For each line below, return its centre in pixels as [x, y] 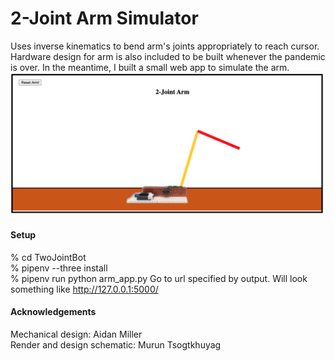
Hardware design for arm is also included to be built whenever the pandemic [168, 56]
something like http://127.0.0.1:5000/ [84, 289]
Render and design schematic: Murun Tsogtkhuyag [116, 344]
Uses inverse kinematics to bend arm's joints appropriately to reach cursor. [165, 46]
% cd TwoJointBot [48, 257]
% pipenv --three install [59, 268]
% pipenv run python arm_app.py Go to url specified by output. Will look [159, 278]
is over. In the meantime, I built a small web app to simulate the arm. [150, 67]
